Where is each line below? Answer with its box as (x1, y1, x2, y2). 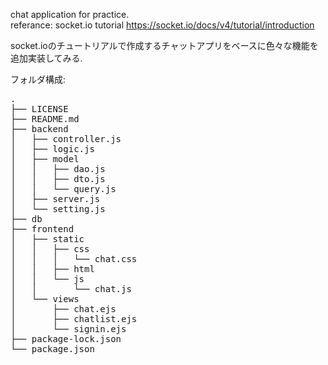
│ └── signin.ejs (10, 324, 127, 334)
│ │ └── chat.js (10, 284, 132, 294)
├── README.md (10, 114, 80, 124)
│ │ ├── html (10, 264, 95, 274)
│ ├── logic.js (10, 144, 95, 154)
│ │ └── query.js (10, 184, 117, 194)
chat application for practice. (10, 9, 130, 20)
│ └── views (10, 294, 80, 304)
